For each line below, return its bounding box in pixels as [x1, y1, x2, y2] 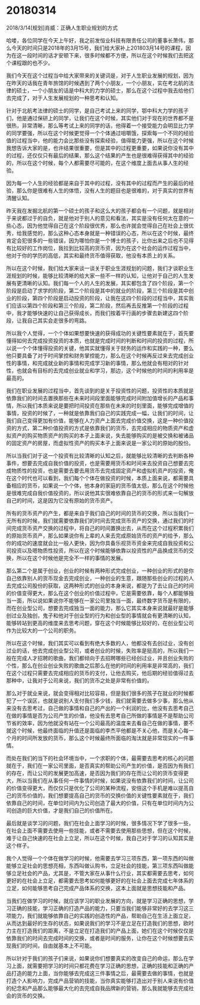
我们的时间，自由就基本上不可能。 [11, 942, 95, 949]
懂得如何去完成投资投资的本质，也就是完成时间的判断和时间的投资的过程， [6, 337, 189, 344]
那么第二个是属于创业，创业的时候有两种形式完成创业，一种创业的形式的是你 [6, 567, 194, 574]
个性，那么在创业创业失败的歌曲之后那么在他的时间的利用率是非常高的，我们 [6, 661, 194, 669]
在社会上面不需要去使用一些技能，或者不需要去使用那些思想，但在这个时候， [6, 827, 194, 834]
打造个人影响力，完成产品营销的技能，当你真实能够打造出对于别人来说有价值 [6, 977, 194, 984]
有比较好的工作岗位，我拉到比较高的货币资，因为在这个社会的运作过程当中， [6, 244, 194, 252]
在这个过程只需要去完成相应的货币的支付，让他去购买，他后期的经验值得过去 [6, 669, 194, 676]
